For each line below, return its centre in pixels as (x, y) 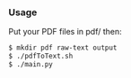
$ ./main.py (31, 65)
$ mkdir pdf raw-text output (63, 48)
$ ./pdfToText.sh (41, 56)
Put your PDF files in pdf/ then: (65, 32)
